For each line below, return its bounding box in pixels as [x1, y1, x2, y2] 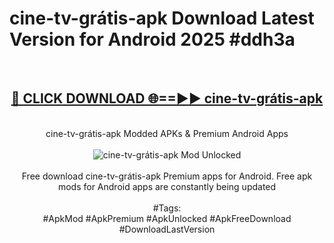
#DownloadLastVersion [118, 223, 216, 235]
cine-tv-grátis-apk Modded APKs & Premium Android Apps [45, 127, 289, 139]
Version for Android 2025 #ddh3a [9, 28, 296, 51]
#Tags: [152, 202, 182, 214]
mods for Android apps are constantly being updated [57, 180, 277, 192]
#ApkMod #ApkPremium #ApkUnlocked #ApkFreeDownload [42, 212, 292, 224]
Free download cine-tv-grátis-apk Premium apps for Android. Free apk [21, 170, 313, 182]
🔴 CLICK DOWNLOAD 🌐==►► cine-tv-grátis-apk [10, 90, 324, 107]
